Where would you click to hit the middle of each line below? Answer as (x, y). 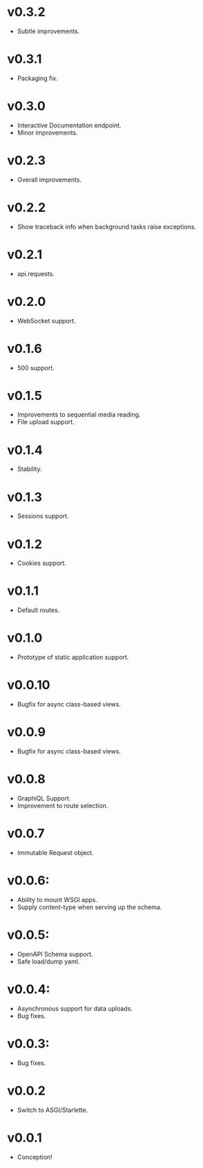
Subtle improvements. (48, 31)
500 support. (36, 367)
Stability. (30, 469)
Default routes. (38, 610)
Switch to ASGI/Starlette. (52, 1110)
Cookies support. (42, 563)
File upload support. (46, 422)
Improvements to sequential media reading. (79, 414)
